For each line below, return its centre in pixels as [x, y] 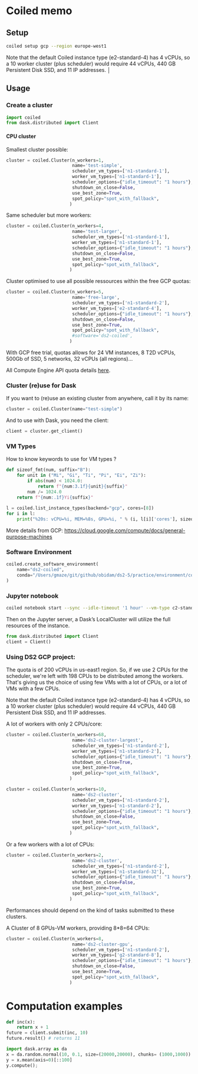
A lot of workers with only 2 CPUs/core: [54, 724]
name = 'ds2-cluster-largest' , [108, 740]
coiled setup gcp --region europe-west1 [57, 46]
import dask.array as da [37, 1049]
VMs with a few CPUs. [33, 688]
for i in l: [21, 514]
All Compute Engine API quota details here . [58, 370]
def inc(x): [21, 1022]
